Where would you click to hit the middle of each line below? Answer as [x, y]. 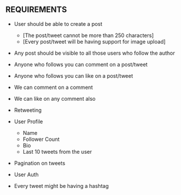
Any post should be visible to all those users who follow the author [94, 53]
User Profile [29, 121]
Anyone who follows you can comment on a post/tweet [81, 64]
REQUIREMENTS [36, 10]
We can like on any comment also [55, 98]
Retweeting [28, 110]
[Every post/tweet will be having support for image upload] [94, 41]
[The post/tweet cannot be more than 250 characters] [88, 35]
